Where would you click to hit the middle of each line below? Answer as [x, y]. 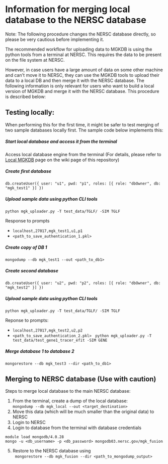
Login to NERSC [29, 423]
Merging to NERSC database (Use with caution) [81, 379]
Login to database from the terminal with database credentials [77, 428]
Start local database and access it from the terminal [61, 142]
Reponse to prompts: [27, 320]
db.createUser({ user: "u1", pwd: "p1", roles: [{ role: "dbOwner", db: [83, 183]
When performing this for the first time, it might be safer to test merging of [82, 124]
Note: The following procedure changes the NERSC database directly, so [80, 34]
